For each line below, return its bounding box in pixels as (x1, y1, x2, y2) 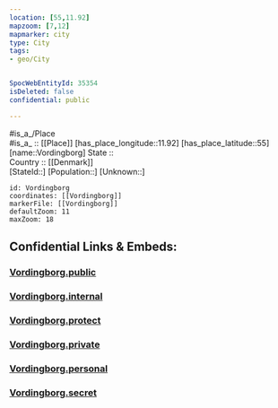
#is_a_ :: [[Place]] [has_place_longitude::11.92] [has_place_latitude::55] (9, 137, 270, 148)
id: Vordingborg (9, 183, 70, 193)
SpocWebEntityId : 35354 (9, 79, 99, 88)
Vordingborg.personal (9, 362, 109, 375)
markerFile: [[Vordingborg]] (9, 199, 118, 208)
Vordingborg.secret (9, 386, 97, 399)
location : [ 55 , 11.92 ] (9, 13, 91, 22)
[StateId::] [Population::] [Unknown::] (9, 166, 145, 177)
